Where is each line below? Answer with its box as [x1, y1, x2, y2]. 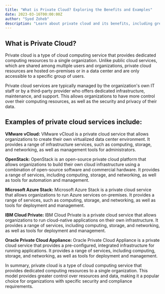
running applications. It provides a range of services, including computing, [5, 247, 156, 254]
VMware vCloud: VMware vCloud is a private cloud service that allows [5, 131, 149, 137]
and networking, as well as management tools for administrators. [5, 146, 137, 153]
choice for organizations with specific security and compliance [5, 278, 133, 284]
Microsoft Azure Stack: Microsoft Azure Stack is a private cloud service [5, 187, 152, 193]
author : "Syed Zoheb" [5, 16, 50, 21]
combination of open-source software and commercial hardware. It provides [5, 166, 160, 172]
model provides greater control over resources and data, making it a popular [5, 273, 160, 279]
